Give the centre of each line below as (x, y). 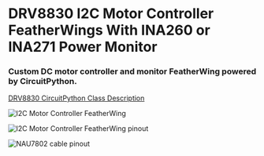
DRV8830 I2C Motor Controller (111, 14)
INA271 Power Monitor (83, 47)
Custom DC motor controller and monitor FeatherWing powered (132, 71)
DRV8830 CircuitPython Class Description (76, 98)
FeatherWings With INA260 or (109, 30)
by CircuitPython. (43, 82)
